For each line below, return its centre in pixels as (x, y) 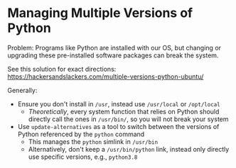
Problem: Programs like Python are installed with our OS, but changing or (114, 47)
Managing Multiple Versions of (100, 13)
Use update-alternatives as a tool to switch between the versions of (118, 126)
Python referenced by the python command (81, 134)
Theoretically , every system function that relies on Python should (124, 111)
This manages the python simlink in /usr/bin (93, 141)
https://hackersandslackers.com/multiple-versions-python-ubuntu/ (106, 77)
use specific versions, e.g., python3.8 (83, 157)
